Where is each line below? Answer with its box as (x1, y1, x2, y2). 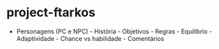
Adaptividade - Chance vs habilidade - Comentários (16, 34, 165, 42)
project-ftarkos (6, 5, 96, 20)
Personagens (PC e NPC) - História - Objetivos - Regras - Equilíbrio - (16, 27, 213, 35)
